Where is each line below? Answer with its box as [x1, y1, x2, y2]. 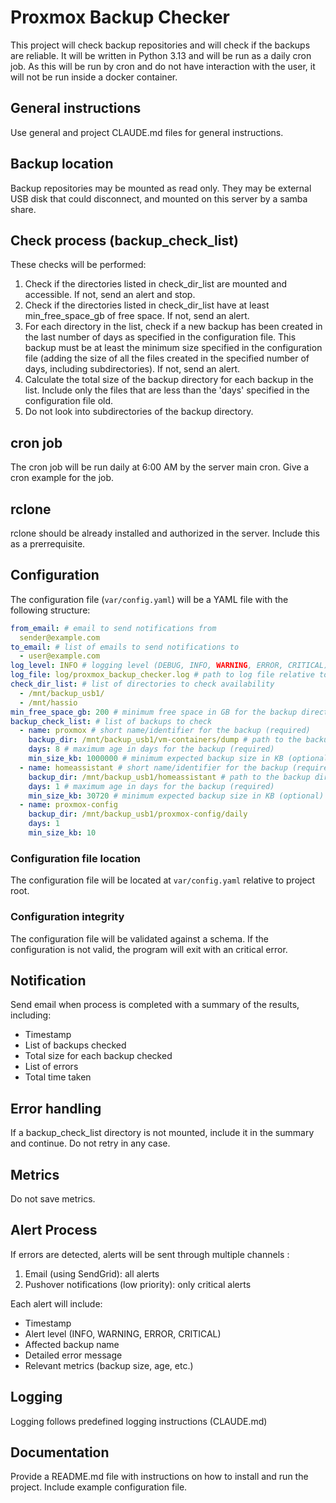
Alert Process [10, 1222, 98, 1239]
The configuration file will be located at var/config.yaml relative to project [10, 874, 316, 886]
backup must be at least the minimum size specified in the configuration [24, 342, 323, 354]
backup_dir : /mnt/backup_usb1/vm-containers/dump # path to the [28, 735, 302, 745]
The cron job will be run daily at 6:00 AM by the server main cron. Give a [10, 461, 310, 473]
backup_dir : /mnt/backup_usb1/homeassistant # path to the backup [28, 772, 311, 782]
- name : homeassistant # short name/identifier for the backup [19, 762, 288, 773]
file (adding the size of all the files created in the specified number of [24, 352, 310, 365]
